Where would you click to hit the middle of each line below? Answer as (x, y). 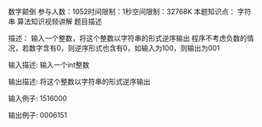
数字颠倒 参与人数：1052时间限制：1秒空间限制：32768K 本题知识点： (122, 11)
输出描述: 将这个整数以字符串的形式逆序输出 (79, 82)
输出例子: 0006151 (37, 115)
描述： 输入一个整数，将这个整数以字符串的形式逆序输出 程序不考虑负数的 (127, 38)
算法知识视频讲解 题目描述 (60, 21)
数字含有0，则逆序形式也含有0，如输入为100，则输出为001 (124, 48)
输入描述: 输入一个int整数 (49, 65)
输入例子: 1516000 (37, 98)
